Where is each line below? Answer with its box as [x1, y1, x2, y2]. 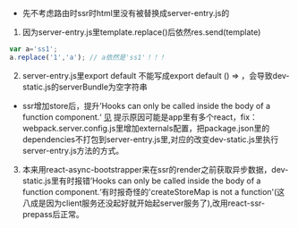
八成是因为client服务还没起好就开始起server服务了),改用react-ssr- [21, 198, 266, 208]
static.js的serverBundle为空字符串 [21, 81, 148, 92]
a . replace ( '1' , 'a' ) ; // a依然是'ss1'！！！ [9, 53, 166, 62]
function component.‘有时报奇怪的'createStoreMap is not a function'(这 [21, 186, 285, 197]
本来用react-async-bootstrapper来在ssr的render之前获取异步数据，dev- [21, 164, 289, 174]
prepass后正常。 [21, 208, 84, 219]
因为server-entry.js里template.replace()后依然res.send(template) [21, 27, 261, 38]
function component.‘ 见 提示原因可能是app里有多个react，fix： [21, 111, 258, 122]
